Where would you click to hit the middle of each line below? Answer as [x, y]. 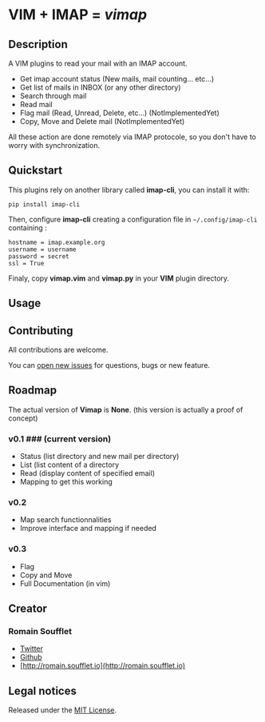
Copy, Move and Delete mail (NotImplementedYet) [102, 121]
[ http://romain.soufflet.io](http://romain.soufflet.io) [103, 666]
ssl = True [26, 263]
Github [31, 657]
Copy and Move [46, 575]
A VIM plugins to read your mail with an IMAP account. [98, 63]
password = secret [39, 256]
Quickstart [36, 171]
